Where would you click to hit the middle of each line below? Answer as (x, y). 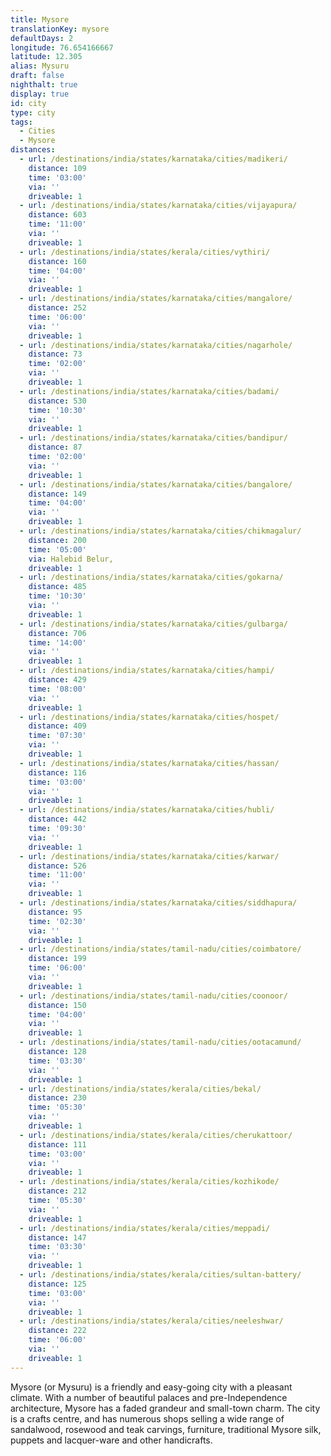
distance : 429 (57, 680)
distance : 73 (55, 354)
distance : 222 (57, 1331)
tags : (21, 122)
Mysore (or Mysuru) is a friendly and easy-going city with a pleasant (151, 1387)
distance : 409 (57, 726)
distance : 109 (57, 168)
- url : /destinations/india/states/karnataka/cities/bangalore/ (156, 484)
